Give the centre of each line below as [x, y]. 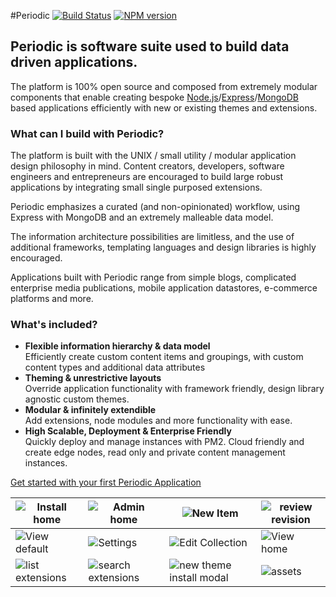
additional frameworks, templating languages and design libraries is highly [163, 247]
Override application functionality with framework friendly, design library [174, 389]
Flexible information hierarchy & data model [117, 346]
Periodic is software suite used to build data [150, 46]
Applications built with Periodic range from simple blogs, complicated [153, 277]
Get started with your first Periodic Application [106, 482]
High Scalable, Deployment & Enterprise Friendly [128, 431]
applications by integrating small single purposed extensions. [136, 187]
